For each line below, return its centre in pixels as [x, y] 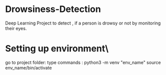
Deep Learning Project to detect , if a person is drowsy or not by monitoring [83, 23]
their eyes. [16, 28]
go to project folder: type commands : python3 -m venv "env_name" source [83, 62]
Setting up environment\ [57, 49]
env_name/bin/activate [28, 67]
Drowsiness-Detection [53, 9]
